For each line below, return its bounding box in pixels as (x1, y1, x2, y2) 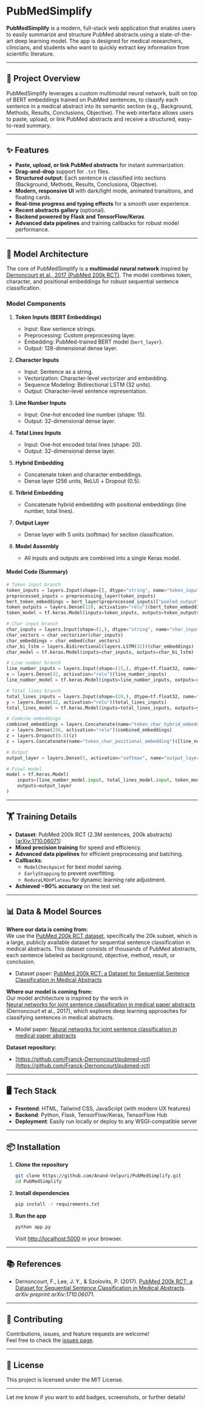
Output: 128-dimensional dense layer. (24, 344, 118, 351)
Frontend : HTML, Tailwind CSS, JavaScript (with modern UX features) (15, 1105, 191, 1112)
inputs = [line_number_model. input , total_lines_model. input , (17, 777, 172, 784)
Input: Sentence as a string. (24, 368, 93, 375)
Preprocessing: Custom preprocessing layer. (24, 331, 135, 339)
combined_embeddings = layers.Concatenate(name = (6, 721, 132, 728)
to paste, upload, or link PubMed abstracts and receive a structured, (6, 115, 177, 123)
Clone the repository (15, 1161, 69, 1168)
